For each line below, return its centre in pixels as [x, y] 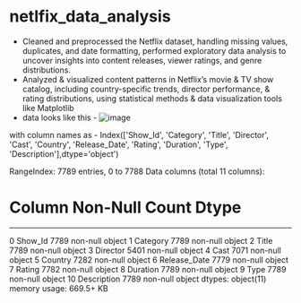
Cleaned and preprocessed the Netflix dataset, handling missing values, [155, 41]
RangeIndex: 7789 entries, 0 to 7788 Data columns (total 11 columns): [137, 171]
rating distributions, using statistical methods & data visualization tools [152, 98]
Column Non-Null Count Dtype [125, 208]
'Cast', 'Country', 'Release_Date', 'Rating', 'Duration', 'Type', [119, 144]
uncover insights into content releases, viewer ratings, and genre [142, 60]
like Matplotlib [48, 108]
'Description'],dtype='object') [64, 153]
